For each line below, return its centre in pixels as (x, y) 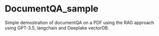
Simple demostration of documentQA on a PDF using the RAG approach (79, 22)
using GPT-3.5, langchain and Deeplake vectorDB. (57, 27)
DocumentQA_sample (52, 9)
